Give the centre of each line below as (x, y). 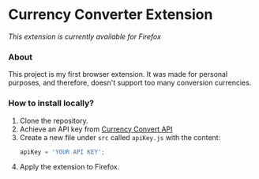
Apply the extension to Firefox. (69, 167)
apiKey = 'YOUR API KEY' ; (62, 152)
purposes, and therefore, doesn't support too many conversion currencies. (130, 83)
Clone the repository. (54, 120)
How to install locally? (51, 103)
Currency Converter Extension (111, 15)
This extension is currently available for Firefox (85, 36)
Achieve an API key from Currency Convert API (96, 129)
